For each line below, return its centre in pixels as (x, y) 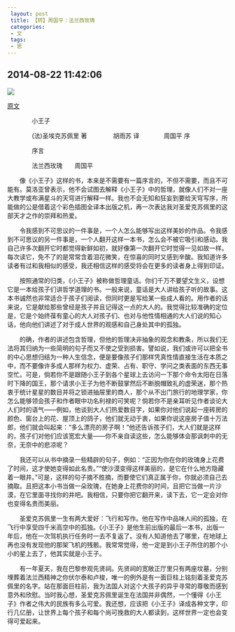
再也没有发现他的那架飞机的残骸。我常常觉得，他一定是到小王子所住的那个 (114, 544)
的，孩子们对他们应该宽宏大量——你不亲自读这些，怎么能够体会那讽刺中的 (114, 435)
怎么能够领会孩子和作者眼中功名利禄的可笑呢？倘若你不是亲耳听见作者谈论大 (117, 400)
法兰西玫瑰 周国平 (62, 165)
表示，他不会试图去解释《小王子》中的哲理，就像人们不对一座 (139, 189)
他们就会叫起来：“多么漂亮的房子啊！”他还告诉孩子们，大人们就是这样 (120, 427)
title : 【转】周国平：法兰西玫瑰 (52, 20)
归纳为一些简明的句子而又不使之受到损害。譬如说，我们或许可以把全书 (127, 348)
